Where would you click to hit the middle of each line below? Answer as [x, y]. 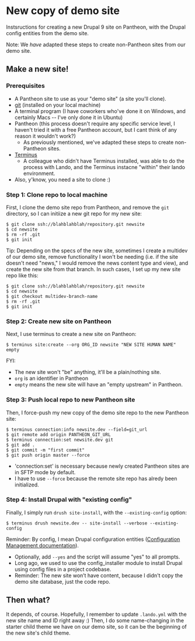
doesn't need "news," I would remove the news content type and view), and [97, 263]
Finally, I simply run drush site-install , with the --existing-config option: [96, 512]
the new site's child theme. [39, 633]
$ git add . [20, 445]
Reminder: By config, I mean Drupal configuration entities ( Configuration [93, 539]
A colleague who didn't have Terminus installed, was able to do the [104, 161]
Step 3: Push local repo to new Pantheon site [71, 400]
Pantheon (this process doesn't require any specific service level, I [95, 124]
